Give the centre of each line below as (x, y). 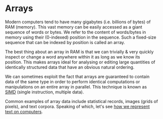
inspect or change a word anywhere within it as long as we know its (73, 57)
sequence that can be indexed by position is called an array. (65, 42)
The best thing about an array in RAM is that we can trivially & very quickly (79, 52)
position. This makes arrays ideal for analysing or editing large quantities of (80, 62)
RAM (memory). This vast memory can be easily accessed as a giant (74, 27)
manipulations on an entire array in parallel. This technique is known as (76, 87)
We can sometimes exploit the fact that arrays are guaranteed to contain (77, 76)
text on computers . (24, 111)
